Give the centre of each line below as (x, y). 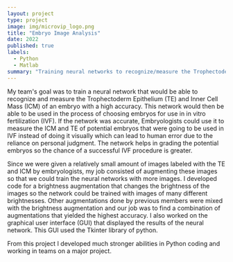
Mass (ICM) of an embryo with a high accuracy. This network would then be (115, 106)
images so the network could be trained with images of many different (107, 193)
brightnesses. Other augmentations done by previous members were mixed (115, 200)
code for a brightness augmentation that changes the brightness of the (109, 186)
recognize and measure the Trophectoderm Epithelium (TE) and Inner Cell (113, 98)
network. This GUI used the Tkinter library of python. (83, 230)
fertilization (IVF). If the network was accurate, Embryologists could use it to (116, 121)
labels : (18, 53)
